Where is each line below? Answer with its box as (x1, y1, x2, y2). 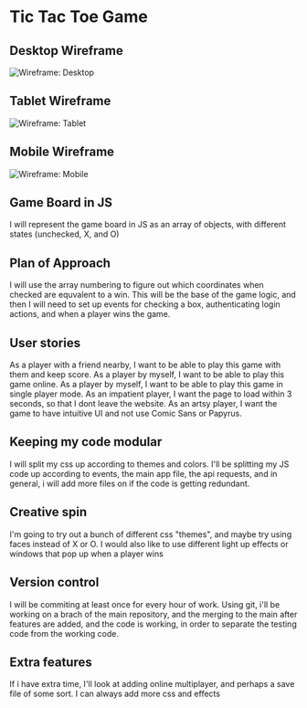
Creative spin (9, 504, 88, 520)
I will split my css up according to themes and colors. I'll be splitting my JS (9, 459, 290, 470)
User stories (9, 335, 80, 351)
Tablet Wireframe (9, 93, 111, 109)
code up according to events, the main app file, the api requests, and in (9, 468, 278, 479)
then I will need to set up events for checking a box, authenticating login (9, 299, 281, 310)
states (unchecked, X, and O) (9, 228, 120, 239)
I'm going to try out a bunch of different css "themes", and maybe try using (9, 528, 292, 540)
